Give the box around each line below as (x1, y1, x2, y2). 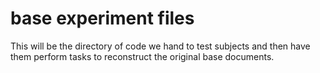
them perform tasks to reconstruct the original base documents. (10, 50, 275, 62)
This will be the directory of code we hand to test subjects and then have (10, 40, 311, 52)
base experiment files (10, 7, 195, 30)
